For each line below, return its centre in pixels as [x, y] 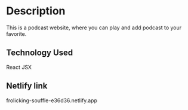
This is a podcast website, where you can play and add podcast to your [94, 27]
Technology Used [40, 53]
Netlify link [27, 86]
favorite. [16, 33]
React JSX [19, 67]
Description [36, 11]
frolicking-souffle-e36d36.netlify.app [52, 100]
